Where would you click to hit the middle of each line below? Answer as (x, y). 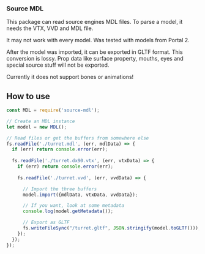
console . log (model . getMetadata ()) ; (68, 211)
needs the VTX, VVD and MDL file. (50, 28)
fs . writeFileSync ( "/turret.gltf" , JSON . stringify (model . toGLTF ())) (110, 228)
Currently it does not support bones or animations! (70, 77)
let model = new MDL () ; (37, 127)
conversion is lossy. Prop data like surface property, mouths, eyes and (95, 59)
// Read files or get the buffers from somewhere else (78, 138)
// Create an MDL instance (41, 121)
